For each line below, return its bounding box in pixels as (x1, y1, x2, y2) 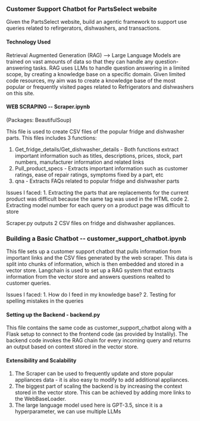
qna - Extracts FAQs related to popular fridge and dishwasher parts (14, 177, 180, 185)
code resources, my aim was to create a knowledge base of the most (6, 77, 176, 84)
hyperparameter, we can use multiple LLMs (14, 408, 121, 415)
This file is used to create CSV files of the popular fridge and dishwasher (6, 127, 185, 135)
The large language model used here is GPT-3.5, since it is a (14, 401, 162, 409)
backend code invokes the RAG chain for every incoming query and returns (6, 337, 191, 344)
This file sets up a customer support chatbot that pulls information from (6, 248, 182, 255)
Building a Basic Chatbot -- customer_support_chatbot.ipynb (6, 234, 186, 242)
